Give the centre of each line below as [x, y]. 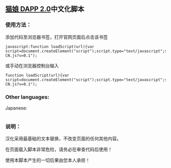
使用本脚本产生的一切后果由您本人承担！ [48, 160]
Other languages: [27, 97]
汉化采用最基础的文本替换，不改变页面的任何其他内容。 [63, 138]
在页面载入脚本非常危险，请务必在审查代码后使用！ [59, 150]
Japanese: [16, 108]
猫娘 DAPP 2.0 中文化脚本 [45, 9]
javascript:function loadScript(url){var [50, 47]
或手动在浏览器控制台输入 [32, 66]
